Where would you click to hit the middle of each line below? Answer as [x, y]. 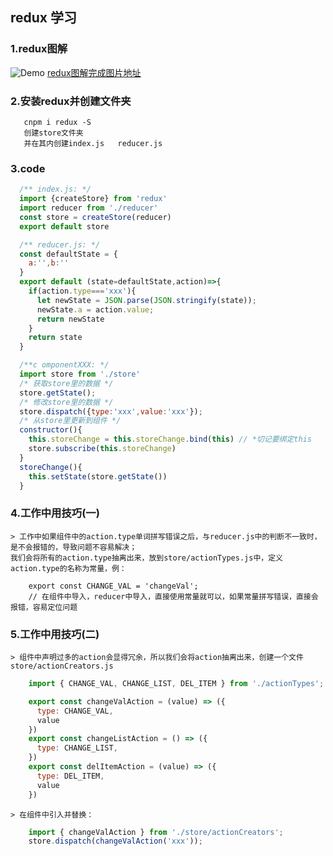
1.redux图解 [39, 49]
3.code [28, 168]
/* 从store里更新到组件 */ [70, 421]
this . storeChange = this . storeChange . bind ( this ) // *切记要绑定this [170, 439]
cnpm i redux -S [57, 122]
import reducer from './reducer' [89, 208]
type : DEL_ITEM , [70, 776]
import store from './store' [80, 374]
